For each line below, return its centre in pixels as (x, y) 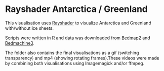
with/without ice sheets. (29, 28)
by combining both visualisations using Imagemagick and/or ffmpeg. (75, 63)
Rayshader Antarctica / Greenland (77, 9)
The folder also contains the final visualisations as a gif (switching (72, 53)
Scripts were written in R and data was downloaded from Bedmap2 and (78, 38)
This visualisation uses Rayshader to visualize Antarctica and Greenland (78, 23)
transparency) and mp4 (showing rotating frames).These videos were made (82, 58)
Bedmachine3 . (20, 43)
